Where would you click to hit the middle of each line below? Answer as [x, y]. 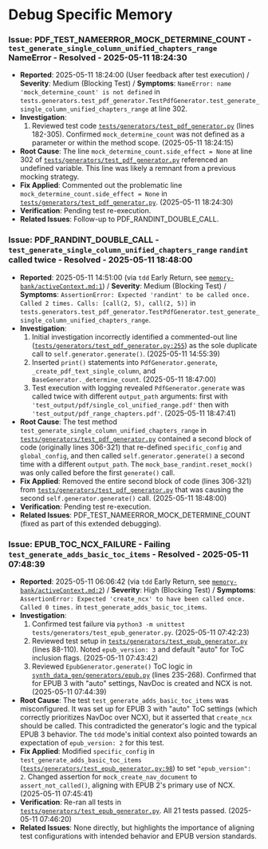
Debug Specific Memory [91, 15]
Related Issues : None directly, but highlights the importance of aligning [137, 827]
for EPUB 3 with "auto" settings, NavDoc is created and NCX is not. [142, 684]
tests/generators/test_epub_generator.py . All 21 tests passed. [123, 811]
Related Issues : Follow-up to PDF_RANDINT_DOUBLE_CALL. [119, 219]
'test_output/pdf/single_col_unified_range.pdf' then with [130, 404]
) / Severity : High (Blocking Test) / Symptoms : [179, 590]
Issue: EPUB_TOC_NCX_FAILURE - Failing [89, 544]
